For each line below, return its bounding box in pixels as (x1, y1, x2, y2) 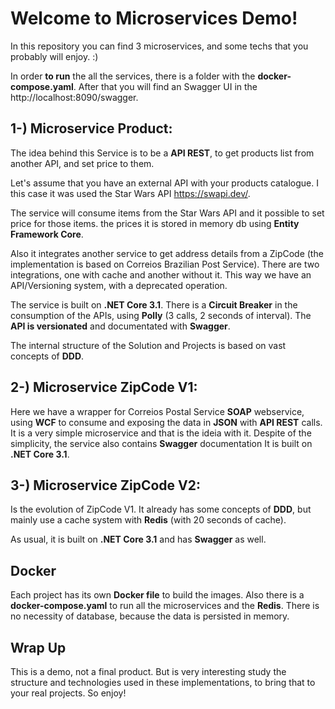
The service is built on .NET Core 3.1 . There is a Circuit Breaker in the (10, 298, 298, 311)
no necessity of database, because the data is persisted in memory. (10, 610, 290, 622)
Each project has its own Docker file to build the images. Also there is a (10, 589, 305, 601)
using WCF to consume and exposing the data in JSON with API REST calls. (10, 416, 323, 428)
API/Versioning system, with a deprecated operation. (10, 279, 228, 291)
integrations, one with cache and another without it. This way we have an (10, 268, 312, 281)
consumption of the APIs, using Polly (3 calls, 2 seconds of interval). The (10, 309, 312, 321)
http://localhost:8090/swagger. (10, 91, 139, 103)
